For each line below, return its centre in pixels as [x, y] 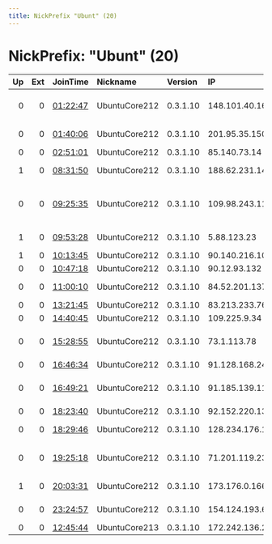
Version [183, 82]
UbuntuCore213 [128, 527]
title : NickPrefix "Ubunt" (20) [63, 16]
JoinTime [70, 82]
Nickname [117, 82]
